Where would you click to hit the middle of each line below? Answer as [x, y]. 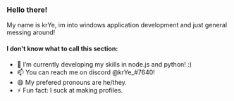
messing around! [31, 32]
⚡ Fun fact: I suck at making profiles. [70, 90]
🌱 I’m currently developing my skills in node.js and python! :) [104, 64]
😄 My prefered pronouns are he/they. [72, 82]
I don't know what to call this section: [62, 48]
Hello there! [27, 10]
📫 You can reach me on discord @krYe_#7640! [86, 72]
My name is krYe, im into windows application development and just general [117, 25]
